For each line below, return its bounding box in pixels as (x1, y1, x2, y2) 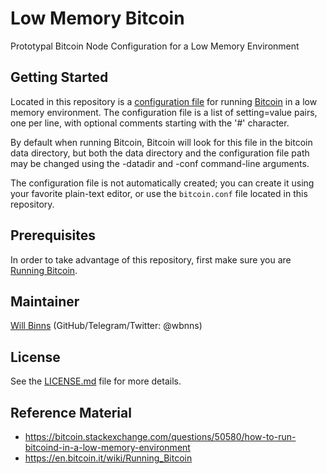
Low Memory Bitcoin (10, 7, 185, 30)
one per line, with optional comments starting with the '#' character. (10, 117, 290, 129)
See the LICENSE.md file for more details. (10, 375, 182, 387)
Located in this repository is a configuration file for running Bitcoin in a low (10, 95, 318, 107)
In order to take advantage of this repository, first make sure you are (10, 253, 292, 266)
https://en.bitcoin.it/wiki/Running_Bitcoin (24, 452, 193, 464)
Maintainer (10, 293, 80, 310)
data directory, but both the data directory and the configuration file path (10, 147, 310, 159)
